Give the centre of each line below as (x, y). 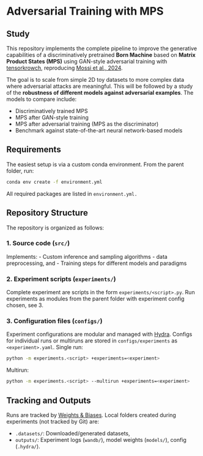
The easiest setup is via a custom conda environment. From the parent (95, 164)
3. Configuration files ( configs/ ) (54, 321)
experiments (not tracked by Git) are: (53, 421)
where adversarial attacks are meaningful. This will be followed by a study (100, 86)
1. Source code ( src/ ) (38, 244)
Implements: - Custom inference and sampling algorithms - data (87, 256)
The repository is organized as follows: (55, 228)
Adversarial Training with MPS (85, 11)
